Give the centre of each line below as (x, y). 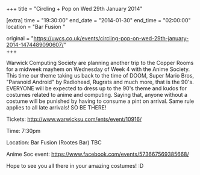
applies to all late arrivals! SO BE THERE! (56, 107)
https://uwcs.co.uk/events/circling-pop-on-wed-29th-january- (111, 38)
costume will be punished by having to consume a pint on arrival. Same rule (100, 101)
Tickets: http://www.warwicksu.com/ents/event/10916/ (74, 119)
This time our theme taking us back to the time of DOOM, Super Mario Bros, (100, 75)
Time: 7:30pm (23, 131)
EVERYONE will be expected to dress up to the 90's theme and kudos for (96, 88)
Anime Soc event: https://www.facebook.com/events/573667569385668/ (98, 154)
